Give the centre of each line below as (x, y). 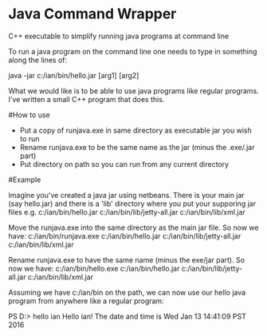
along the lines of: (38, 60)
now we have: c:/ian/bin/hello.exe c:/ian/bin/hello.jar (94, 268)
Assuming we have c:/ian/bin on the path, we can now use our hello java (127, 292)
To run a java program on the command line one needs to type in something (133, 51)
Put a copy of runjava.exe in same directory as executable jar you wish (136, 130)
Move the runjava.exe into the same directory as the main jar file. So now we (133, 227)
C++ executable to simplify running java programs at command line (119, 36)
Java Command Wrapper (92, 14)
